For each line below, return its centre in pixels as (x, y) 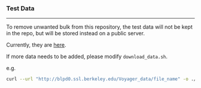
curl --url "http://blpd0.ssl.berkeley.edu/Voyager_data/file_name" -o (97, 79)
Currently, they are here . (36, 45)
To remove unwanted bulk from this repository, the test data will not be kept (100, 27)
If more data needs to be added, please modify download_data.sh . (87, 57)
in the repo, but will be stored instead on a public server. (76, 34)
